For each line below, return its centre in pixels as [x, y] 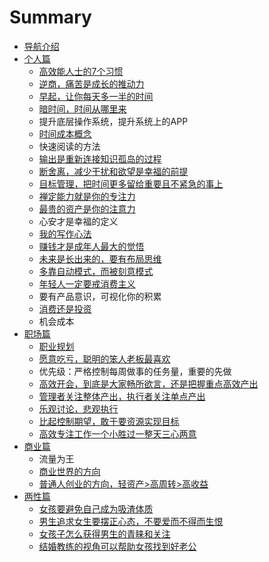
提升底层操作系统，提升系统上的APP [113, 121]
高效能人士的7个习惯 [81, 71]
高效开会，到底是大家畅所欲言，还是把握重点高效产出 [148, 383]
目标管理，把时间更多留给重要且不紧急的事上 [131, 183]
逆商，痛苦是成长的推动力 [91, 83]
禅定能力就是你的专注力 [87, 196]
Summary [50, 17]
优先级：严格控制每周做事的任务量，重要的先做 [135, 371]
